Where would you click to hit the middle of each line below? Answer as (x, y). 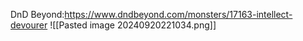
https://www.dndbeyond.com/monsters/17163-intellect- (178, 14)
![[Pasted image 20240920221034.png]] (133, 25)
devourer (29, 25)
